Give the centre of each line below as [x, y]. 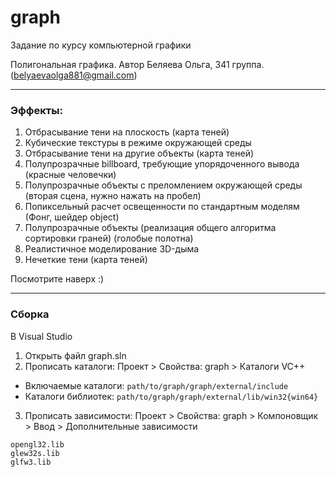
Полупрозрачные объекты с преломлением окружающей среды [163, 185]
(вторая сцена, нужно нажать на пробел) [113, 196]
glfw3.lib [31, 462]
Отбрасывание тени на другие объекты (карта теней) [139, 153]
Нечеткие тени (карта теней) [86, 260]
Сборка [30, 314]
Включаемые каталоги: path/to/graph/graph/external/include [156, 385]
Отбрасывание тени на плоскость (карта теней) [127, 132]
